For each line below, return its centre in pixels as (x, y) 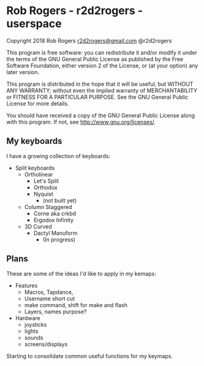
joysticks (36, 324)
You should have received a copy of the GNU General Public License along (100, 115)
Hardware (28, 318)
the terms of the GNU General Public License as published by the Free (95, 59)
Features (26, 285)
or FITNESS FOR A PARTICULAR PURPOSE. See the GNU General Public (97, 97)
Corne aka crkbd (55, 213)
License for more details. (38, 103)
